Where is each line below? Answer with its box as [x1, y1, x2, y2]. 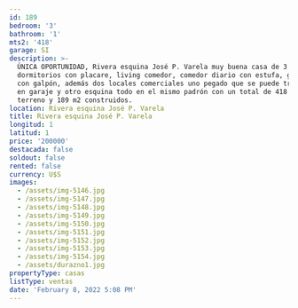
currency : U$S [9, 170, 62, 178]
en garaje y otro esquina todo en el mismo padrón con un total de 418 [17, 87, 288, 96]
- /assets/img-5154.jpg [17, 252, 105, 262]
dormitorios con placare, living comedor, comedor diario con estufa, [17, 71, 284, 80]
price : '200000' [9, 137, 69, 146]
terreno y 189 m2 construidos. [17, 95, 133, 105]
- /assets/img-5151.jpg [17, 227, 105, 236]
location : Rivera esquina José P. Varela [9, 104, 165, 113]
